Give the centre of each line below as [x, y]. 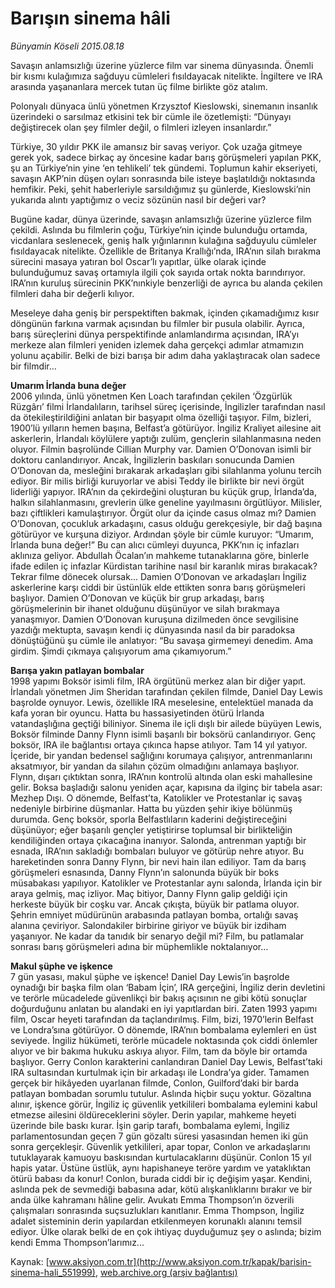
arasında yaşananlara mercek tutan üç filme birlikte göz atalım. [139, 86]
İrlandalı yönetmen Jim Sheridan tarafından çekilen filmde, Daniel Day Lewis [166, 691]
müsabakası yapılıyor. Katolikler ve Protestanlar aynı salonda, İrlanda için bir [166, 883]
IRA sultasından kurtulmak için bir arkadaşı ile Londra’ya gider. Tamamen [160, 1072]
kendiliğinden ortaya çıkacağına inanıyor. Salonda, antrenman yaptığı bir [158, 840]
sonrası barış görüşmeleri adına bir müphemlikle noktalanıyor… [139, 946]
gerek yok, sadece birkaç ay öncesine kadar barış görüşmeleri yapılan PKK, [166, 157]
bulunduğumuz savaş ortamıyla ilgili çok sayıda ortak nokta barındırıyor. [158, 272]
